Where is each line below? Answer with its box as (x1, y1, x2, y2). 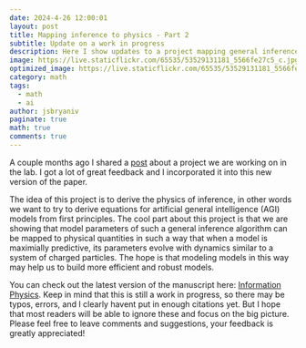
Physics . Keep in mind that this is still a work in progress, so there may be (9, 289, 285, 300)
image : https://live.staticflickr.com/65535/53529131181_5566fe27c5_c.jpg (9, 56, 300, 65)
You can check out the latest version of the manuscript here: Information (9, 279, 282, 290)
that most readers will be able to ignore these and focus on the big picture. (9, 308, 290, 319)
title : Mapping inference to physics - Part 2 (9, 30, 189, 39)
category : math (9, 73, 67, 82)
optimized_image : (9, 65, 76, 74)
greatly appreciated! (9, 327, 86, 338)
